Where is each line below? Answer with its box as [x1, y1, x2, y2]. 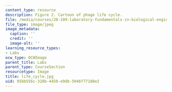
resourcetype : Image [5, 70, 50, 75]
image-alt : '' [10, 41, 40, 46]
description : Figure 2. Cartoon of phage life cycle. [5, 12, 123, 17]
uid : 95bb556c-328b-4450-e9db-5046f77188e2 [5, 79, 100, 84]
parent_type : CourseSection [5, 64, 66, 70]
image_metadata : [5, 27, 40, 32]
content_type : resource [5, 7, 56, 13]
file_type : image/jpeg [5, 21, 54, 27]
